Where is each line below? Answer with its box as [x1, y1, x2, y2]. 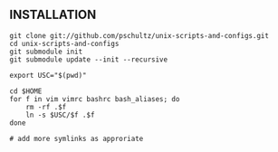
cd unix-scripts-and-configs [9, 39, 120, 48]
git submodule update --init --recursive [9, 54, 168, 64]
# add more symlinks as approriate [9, 134, 144, 143]
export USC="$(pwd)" [9, 71, 88, 80]
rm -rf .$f [25, 102, 67, 111]
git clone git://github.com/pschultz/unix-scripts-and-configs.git [9, 31, 270, 40]
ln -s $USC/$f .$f [25, 110, 95, 119]
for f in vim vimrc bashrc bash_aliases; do [9, 94, 180, 103]
